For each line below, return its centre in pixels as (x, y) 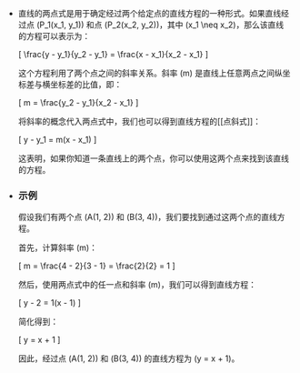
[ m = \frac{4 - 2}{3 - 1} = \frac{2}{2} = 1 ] (96, 266)
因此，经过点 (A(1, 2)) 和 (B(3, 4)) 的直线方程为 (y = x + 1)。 (129, 358)
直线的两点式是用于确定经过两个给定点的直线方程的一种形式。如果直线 (150, 13)
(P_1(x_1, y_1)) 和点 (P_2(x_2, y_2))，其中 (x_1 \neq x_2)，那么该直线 (160, 25)
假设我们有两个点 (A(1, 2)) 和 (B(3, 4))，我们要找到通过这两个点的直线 (147, 217)
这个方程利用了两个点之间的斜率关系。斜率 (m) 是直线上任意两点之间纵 (150, 73)
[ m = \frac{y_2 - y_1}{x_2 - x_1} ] (78, 102)
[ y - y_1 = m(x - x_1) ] (57, 140)
